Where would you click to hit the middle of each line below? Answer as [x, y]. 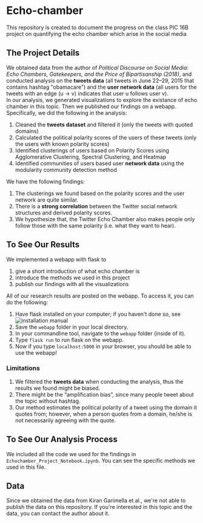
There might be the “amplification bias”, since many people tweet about [104, 394]
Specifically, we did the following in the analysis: [67, 112]
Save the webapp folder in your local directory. [72, 327]
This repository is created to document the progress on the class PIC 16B [98, 27]
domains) [27, 131]
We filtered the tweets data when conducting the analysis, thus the [99, 381]
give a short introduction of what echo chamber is [77, 271]
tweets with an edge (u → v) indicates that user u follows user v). [87, 93]
